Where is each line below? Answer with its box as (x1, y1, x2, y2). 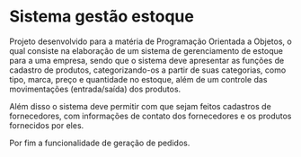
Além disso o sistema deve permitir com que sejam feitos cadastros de (9, 100, 271, 111)
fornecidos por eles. (9, 119, 84, 131)
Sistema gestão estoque (9, 6, 195, 27)
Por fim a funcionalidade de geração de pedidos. (9, 137, 190, 148)
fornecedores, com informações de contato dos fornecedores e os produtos (9, 110, 292, 121)
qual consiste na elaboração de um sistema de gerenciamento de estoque (9, 45, 284, 56)
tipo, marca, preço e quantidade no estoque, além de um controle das (9, 74, 268, 84)
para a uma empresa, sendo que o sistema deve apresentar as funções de (9, 55, 285, 65)
